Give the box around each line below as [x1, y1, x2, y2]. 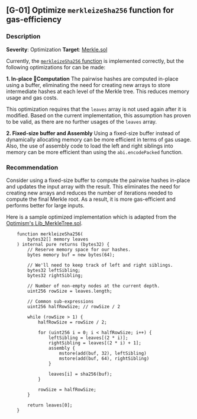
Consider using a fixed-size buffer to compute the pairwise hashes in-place [6, 177, 190, 184]
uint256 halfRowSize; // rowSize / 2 [27, 303, 120, 309]
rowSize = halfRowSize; [37, 386, 96, 392]
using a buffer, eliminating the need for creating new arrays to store [6, 81, 170, 88]
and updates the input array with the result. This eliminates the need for [6, 183, 180, 190]
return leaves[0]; [27, 402, 73, 408]
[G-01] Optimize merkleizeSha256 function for [6, 5, 174, 15]
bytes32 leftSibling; [27, 267, 81, 273]
